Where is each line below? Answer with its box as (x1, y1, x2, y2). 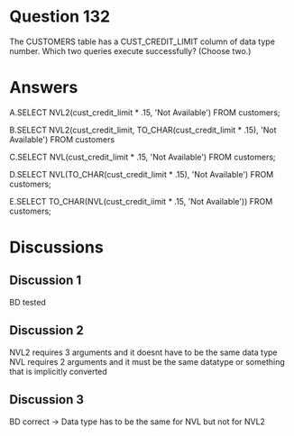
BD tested (9, 296, 47, 307)
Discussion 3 (9, 392, 84, 407)
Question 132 (9, 6, 111, 27)
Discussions (9, 237, 104, 258)
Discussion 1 (9, 273, 82, 288)
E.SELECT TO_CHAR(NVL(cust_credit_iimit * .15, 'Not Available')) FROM (9, 195, 273, 206)
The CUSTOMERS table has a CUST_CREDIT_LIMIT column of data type (9, 36, 275, 47)
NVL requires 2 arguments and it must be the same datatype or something (9, 356, 286, 367)
